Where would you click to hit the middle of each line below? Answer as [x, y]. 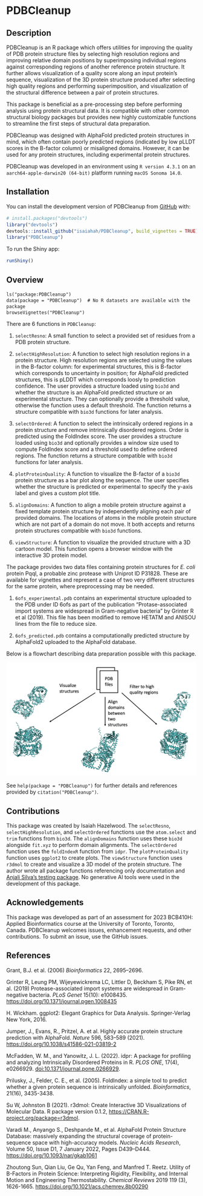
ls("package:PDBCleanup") [39, 294]
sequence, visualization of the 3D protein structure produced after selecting [101, 80]
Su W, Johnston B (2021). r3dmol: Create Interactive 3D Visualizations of [96, 1105]
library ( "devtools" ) [32, 225]
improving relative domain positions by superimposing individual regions [96, 60]
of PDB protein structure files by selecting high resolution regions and [93, 54]
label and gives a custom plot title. [58, 493]
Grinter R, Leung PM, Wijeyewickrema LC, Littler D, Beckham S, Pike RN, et [99, 982]
